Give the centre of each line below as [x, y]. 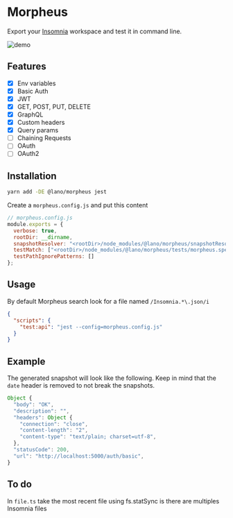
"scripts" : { [32, 320]
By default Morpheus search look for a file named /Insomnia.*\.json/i [109, 301]
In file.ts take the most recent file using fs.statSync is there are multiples [113, 501]
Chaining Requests [44, 138]
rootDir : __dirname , [43, 237]
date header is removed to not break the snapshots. [81, 386]
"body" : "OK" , [34, 404]
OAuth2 [28, 154]
